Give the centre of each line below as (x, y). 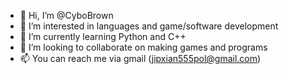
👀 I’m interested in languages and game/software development (149, 26)
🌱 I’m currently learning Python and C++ (103, 36)
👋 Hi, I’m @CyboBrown (66, 15)
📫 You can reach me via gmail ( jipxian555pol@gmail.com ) (140, 58)
